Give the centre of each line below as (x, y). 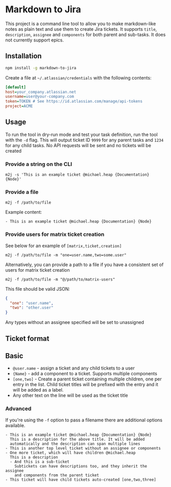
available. (15, 425)
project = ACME (19, 106)
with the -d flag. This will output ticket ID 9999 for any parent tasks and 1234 (84, 140)
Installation (23, 56)
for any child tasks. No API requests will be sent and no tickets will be (78, 145)
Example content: (24, 212)
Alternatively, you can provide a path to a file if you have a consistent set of (84, 265)
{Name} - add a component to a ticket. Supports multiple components (85, 374)
